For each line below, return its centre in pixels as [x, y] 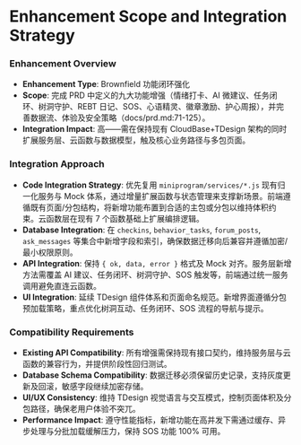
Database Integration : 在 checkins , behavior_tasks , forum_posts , [142, 230]
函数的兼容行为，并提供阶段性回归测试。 [97, 364]
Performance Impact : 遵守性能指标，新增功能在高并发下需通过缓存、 [150, 420]
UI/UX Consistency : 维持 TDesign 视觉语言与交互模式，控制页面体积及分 [157, 397]
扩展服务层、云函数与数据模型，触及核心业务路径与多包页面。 [136, 140]
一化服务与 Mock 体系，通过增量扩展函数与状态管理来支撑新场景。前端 [153, 196]
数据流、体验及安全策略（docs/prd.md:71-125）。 [120, 118]
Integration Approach [57, 164]
